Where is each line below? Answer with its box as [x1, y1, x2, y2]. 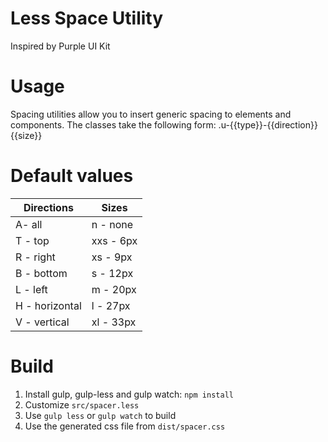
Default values [10, 165, 134, 187]
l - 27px [91, 298, 131, 312]
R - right [15, 250, 56, 264]
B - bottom [15, 266, 68, 280]
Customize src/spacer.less [24, 398, 140, 411]
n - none [91, 217, 134, 231]
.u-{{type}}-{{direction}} [218, 118, 318, 131]
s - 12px [91, 266, 134, 280]
